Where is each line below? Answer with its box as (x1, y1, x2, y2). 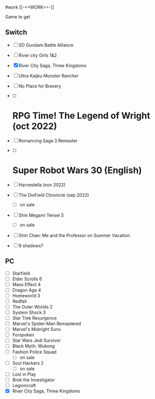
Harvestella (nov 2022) (18, 181, 66, 188)
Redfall (12, 298, 27, 304)
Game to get (5, 14, 31, 19)
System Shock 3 (12, 310, 46, 316)
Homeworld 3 (12, 293, 41, 299)
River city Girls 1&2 (18, 52, 57, 58)
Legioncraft (12, 382, 36, 388)
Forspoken (12, 332, 35, 338)
